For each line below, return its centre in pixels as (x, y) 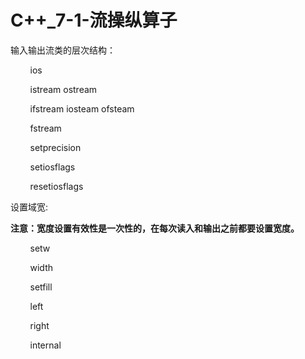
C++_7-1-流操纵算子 (94, 20)
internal (45, 345)
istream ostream (63, 89)
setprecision (55, 147)
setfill (41, 287)
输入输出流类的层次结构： (63, 50)
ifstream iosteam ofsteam (82, 108)
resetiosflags (56, 186)
